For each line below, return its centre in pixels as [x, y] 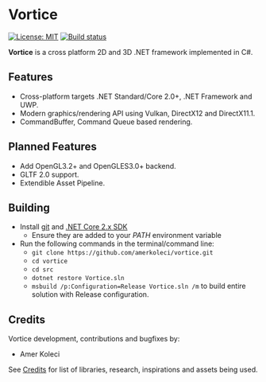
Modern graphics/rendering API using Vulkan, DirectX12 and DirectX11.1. [137, 113]
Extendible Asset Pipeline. [62, 183]
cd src [42, 270]
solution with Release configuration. [90, 294]
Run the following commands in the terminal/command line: [117, 244]
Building [29, 207]
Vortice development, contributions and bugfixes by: [94, 339]
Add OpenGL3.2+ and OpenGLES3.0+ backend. [98, 166]
